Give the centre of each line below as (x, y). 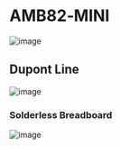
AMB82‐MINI (60, 16)
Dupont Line (44, 70)
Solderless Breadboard (61, 114)
